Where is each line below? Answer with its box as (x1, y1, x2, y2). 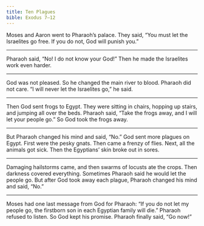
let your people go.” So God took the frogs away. (6, 116, 129, 123)
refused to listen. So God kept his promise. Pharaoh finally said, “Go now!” (6, 213, 192, 220)
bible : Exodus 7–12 (6, 15, 56, 21)
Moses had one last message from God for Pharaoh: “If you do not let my (6, 200, 189, 207)
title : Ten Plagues (6, 8, 56, 15)
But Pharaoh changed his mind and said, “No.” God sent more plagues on (6, 133, 190, 140)
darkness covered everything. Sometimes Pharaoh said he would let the (6, 170, 186, 177)
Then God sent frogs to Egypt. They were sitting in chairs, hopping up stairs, (6, 102, 197, 110)
